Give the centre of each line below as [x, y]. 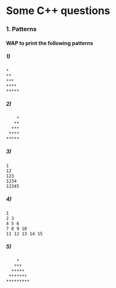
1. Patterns [21, 29]
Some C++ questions [58, 11]
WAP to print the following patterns [50, 43]
